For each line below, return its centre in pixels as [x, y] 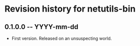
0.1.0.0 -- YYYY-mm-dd [42, 27]
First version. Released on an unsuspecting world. [62, 38]
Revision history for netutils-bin [70, 9]
